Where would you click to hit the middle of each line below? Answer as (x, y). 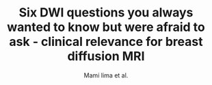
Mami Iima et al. (106, 75)
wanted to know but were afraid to (106, 27)
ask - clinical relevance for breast (106, 42)
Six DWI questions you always (106, 13)
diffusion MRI (106, 57)
